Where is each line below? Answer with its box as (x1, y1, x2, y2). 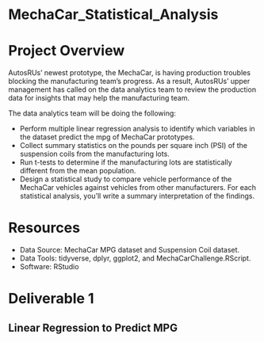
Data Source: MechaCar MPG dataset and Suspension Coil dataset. (19, 245, 240, 255)
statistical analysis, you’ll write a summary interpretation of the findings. (19, 192, 255, 201)
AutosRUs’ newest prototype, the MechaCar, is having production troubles (8, 68, 251, 78)
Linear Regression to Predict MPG (8, 321, 178, 334)
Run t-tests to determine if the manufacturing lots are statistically (19, 158, 232, 167)
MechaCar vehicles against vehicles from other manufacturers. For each (19, 183, 256, 192)
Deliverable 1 (8, 290, 94, 308)
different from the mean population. (19, 166, 136, 176)
